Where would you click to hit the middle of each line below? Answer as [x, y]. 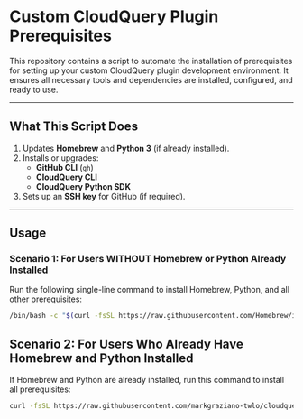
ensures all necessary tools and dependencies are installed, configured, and [151, 79]
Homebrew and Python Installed [101, 358]
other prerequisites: [46, 299]
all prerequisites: [40, 389]
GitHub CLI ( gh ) [65, 167]
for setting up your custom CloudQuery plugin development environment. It [149, 70]
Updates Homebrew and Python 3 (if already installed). [126, 148]
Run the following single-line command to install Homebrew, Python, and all [150, 290]
